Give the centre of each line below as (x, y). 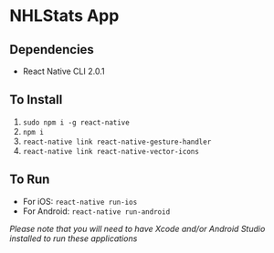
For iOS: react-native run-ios (80, 201)
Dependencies (52, 50)
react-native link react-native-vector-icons (111, 151)
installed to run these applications (74, 238)
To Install (36, 100)
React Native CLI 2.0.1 (63, 71)
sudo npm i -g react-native (76, 122)
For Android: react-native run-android (96, 211)
